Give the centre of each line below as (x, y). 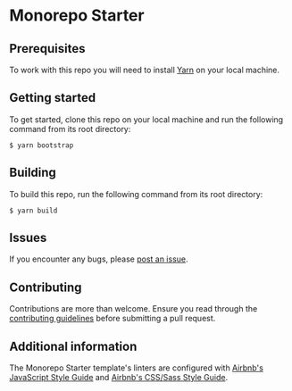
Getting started (53, 98)
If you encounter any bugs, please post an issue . (99, 259)
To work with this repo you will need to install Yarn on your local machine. (144, 70)
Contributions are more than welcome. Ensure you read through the (133, 309)
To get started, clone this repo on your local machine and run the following (146, 119)
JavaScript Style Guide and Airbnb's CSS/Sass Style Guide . (119, 378)
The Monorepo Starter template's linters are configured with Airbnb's (136, 368)
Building (33, 173)
